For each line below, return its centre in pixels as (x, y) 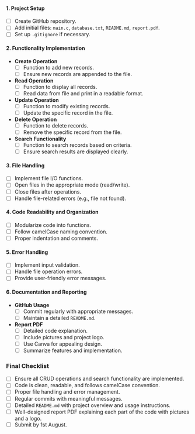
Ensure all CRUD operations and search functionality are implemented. (99, 379)
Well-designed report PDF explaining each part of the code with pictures (102, 412)
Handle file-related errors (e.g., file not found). (70, 198)
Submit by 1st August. (41, 425)
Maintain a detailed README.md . (59, 318)
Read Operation (34, 80)
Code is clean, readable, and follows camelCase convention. (87, 385)
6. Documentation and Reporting (46, 292)
